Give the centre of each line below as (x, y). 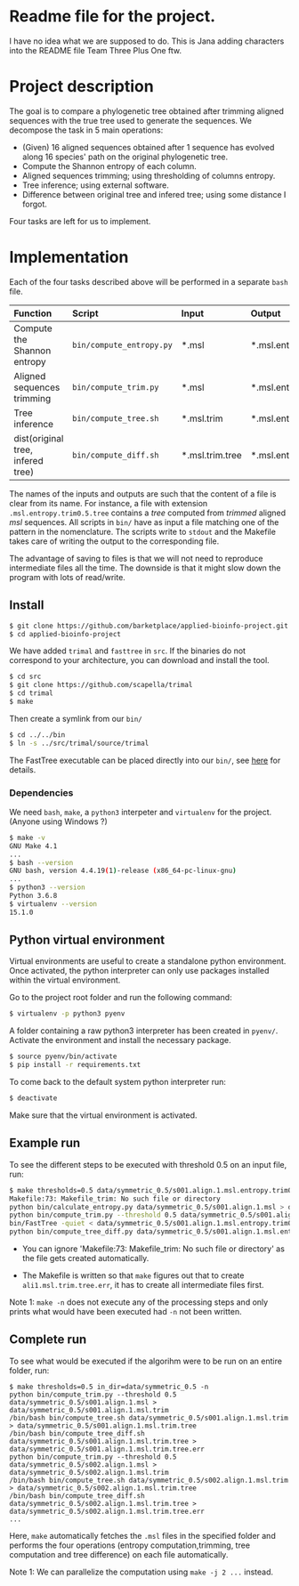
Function (33, 313)
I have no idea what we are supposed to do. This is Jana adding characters (147, 41)
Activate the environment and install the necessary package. (120, 1040)
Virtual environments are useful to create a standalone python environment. (148, 961)
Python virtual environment (87, 940)
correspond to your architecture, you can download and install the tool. (139, 660)
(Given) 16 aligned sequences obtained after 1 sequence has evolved (148, 147)
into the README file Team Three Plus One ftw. (96, 50)
